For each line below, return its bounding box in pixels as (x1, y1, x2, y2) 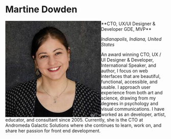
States (101, 41, 115, 47)
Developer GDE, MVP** (101, 26, 152, 32)
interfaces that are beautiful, (101, 73, 161, 79)
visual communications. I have (101, 106, 165, 112)
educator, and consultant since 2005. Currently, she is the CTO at (5, 116, 143, 123)
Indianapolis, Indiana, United (101, 36, 162, 42)
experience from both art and (101, 89, 163, 95)
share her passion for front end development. (5, 127, 101, 134)
